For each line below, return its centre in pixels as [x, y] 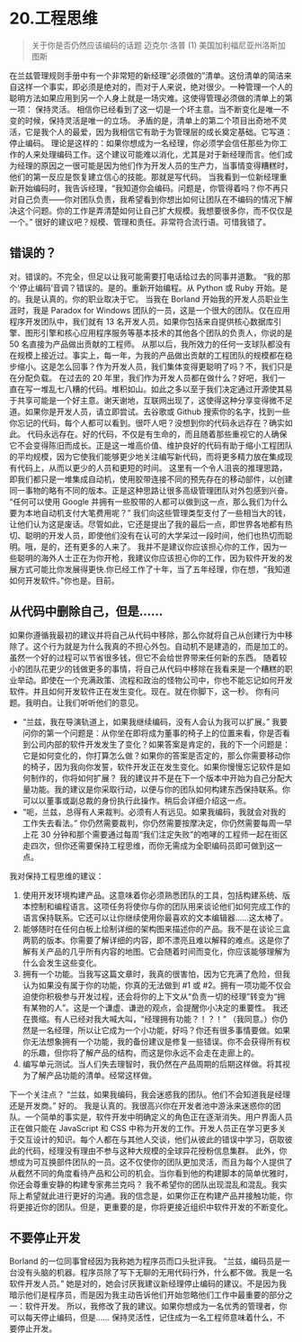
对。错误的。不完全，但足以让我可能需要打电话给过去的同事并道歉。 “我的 [146, 277]
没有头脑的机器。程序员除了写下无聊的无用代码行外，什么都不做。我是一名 [155, 1273]
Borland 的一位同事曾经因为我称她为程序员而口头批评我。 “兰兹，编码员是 [146, 1261]
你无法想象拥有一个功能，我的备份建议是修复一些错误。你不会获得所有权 [156, 1041]
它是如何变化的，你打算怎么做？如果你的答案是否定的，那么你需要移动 [152, 755]
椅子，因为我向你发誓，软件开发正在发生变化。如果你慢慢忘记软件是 [156, 766]
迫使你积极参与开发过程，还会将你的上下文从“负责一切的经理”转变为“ [150, 996]
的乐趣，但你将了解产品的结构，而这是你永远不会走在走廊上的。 [140, 1052]
